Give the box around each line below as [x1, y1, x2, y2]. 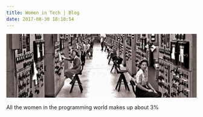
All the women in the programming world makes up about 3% [6, 103, 159, 111]
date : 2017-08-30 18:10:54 [6, 16, 74, 22]
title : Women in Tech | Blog [6, 10, 80, 16]
